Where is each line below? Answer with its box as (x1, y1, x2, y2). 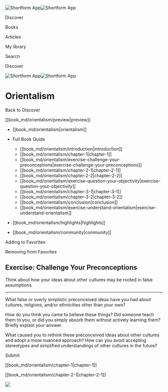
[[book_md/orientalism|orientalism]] (12, 126, 86, 133)
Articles (5, 34, 21, 40)
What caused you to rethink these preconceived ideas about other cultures (5, 332, 159, 338)
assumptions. (5, 282, 33, 288)
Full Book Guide (12, 136, 45, 142)
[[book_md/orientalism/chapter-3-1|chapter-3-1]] (19, 188, 121, 194)
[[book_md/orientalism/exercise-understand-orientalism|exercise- (19, 204, 156, 210)
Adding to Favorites (5, 239, 46, 245)
